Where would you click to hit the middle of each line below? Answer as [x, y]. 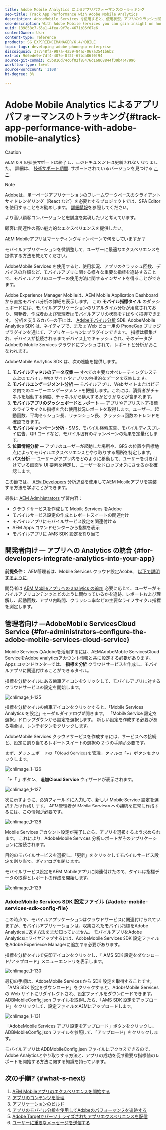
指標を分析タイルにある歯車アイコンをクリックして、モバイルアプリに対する [83, 681]
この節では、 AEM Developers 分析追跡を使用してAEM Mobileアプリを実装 [81, 482]
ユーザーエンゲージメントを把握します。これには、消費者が [90, 390]
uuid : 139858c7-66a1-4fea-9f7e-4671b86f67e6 [52, 28]
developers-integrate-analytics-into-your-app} [80, 559]
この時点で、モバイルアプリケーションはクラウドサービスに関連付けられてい [83, 919]
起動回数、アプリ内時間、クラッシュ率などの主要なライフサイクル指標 [89, 600]
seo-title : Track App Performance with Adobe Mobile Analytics [72, 14]
